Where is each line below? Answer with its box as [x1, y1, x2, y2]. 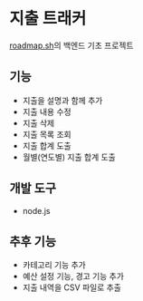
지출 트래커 [9, 8, 87, 29]
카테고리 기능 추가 [22, 259, 86, 270]
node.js [22, 205, 52, 216]
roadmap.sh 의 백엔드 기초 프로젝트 [9, 40, 134, 51]
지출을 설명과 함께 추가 [22, 94, 103, 105]
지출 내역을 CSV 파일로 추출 [22, 282, 122, 293]
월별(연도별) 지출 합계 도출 [22, 151, 116, 162]
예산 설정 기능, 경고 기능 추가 [22, 271, 125, 282]
